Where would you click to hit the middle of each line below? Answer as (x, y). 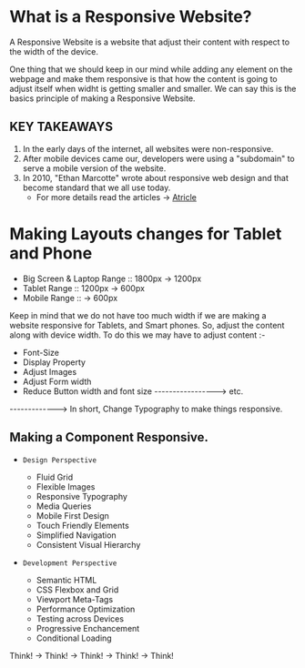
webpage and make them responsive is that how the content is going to (143, 78)
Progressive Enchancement (88, 628)
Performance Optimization (86, 609)
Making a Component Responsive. (109, 437)
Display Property (54, 362)
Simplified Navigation (76, 535)
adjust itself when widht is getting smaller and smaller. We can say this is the (153, 88)
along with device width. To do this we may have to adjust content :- (137, 335)
